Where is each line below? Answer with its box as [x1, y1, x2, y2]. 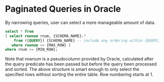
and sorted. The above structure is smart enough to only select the [5, 66, 140, 72]
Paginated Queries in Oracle [5, 3, 121, 15]
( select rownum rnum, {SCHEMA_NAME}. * [5, 33, 86, 39]
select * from [5, 29, 34, 34]
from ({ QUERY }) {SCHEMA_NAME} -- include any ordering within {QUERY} [14, 38, 161, 43]
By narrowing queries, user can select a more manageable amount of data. [5, 20, 156, 25]
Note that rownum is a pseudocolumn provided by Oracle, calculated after [5, 56, 154, 62]
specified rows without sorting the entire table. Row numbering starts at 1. [5, 72, 154, 78]
